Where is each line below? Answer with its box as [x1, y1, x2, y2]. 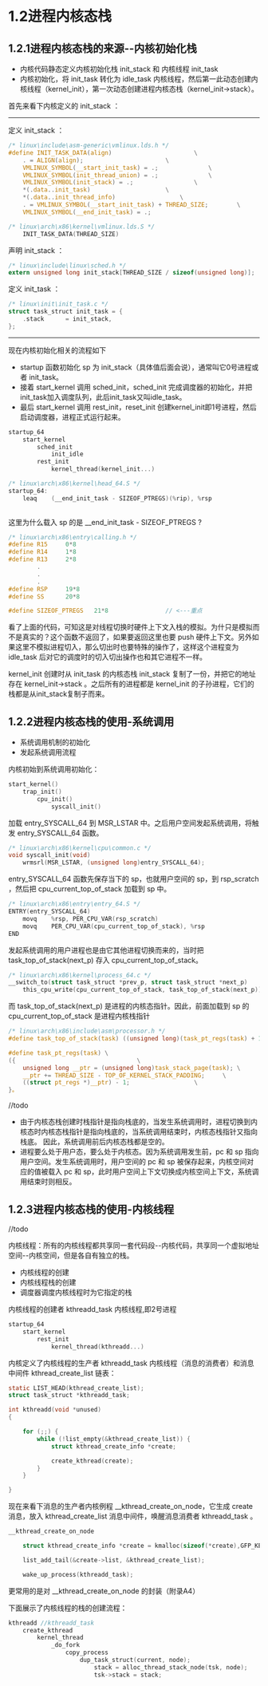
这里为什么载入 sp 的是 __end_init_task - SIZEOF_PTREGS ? [8, 517, 202, 527]
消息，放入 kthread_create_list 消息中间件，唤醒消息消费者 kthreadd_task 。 [8, 1511, 258, 1521]
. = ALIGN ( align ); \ [22, 156, 170, 164]
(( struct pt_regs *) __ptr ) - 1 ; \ [22, 1079, 198, 1087]
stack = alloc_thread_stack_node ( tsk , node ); [93, 1663, 248, 1672]
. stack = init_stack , [22, 315, 112, 323]
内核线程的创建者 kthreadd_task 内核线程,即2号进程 [8, 1305, 177, 1313]
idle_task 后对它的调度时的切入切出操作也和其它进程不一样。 [8, 652, 207, 662]
